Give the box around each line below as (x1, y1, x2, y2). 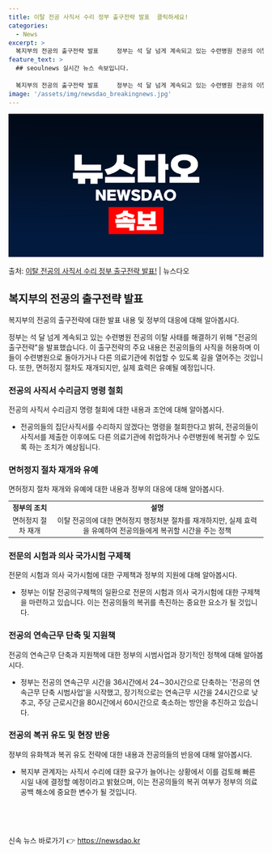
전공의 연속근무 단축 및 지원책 (8, 630, 116, 641)
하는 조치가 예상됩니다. (28, 442, 101, 452)
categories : (8, 21, 49, 30)
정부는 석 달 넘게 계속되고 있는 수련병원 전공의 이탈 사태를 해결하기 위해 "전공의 (8, 332, 257, 342)
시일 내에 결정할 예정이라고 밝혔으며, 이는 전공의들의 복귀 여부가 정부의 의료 (19, 777, 258, 787)
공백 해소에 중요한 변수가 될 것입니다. (19, 787, 138, 796)
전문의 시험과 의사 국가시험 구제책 (8, 550, 131, 562)
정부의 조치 (11, 503, 47, 513)
